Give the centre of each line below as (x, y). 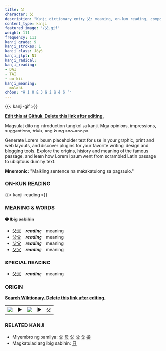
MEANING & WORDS (30, 207)
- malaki (14, 88)
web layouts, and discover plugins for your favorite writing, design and (77, 146)
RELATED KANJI (25, 325)
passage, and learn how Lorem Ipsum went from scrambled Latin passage (81, 156)
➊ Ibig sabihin (20, 219)
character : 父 (19, 14)
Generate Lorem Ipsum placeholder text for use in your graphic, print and (80, 140)
